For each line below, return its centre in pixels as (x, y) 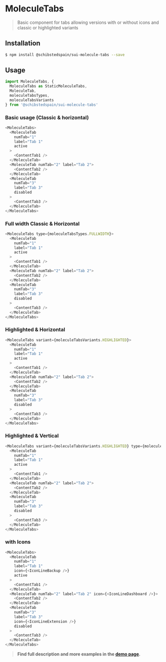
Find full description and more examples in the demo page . (79, 654)
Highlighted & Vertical (32, 436)
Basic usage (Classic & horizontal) (47, 117)
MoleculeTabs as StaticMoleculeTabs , (48, 86)
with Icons (18, 542)
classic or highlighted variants (48, 27)
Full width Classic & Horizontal (42, 223)
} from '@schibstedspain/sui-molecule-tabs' (52, 105)
